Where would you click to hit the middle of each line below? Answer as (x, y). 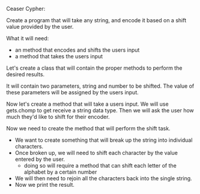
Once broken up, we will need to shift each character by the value (96, 153)
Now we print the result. (45, 185)
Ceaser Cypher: (26, 9)
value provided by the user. (40, 27)
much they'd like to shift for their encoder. (58, 117)
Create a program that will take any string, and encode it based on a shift (96, 20)
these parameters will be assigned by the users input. (73, 92)
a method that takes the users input (59, 56)
